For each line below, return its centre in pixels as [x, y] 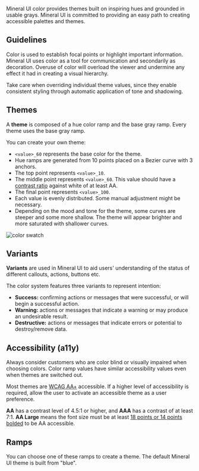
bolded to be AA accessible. [41, 423]
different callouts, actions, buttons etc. [53, 274]
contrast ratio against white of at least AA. [66, 185]
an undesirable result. [41, 317]
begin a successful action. [47, 304]
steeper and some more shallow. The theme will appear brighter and [98, 217]
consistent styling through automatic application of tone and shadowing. [95, 91]
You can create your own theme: [46, 142]
